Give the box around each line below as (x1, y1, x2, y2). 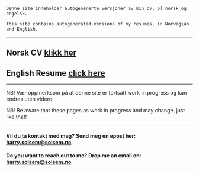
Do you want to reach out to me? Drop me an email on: (6, 152, 142, 159)
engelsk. (6, 11, 28, 17)
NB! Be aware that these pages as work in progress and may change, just (6, 107, 185, 114)
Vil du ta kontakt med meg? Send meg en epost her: (6, 132, 136, 139)
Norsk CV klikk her (6, 48, 77, 58)
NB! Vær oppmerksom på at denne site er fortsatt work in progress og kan (6, 89, 187, 96)
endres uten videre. (6, 95, 54, 103)
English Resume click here (6, 68, 105, 78)
